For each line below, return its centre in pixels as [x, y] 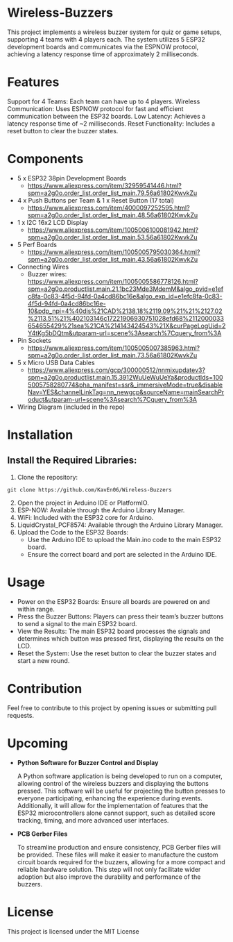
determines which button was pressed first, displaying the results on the [120, 638]
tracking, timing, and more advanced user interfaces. [93, 820]
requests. [21, 715]
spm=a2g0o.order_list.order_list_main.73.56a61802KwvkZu [112, 355]
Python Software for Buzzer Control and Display [88, 762]
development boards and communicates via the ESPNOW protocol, [103, 47]
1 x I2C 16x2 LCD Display [53, 222]
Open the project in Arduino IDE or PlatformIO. [83, 503]
